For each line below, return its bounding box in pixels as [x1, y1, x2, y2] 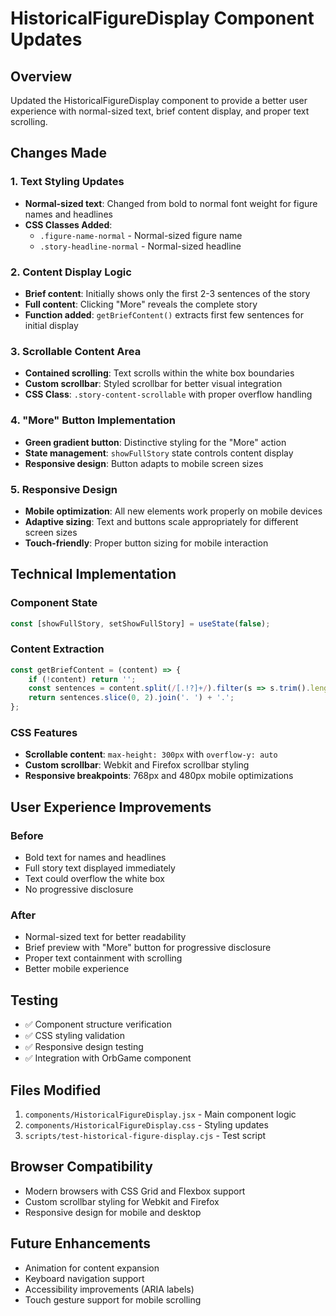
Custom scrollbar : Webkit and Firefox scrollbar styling [24, 759, 250, 771]
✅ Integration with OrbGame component [24, 1052, 192, 1064]
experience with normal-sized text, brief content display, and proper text [10, 105, 310, 117]
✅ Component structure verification [24, 1018, 172, 1031]
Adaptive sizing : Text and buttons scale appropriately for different [24, 515, 299, 527]
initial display [24, 319, 79, 331]
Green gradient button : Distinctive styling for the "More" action [24, 436, 287, 448]
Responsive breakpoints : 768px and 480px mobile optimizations [24, 770, 294, 782]
